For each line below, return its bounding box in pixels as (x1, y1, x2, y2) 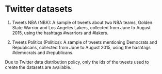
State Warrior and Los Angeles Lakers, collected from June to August (12, 24, 151, 30)
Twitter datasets (5, 3, 73, 15)
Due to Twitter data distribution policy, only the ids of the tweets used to (5, 59, 149, 65)
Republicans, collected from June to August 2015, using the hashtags (12, 44, 151, 50)
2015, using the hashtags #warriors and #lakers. (12, 30, 109, 36)
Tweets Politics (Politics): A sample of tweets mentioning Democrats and (12, 39, 157, 45)
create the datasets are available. (5, 64, 72, 70)
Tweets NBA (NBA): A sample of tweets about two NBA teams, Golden (12, 19, 153, 25)
